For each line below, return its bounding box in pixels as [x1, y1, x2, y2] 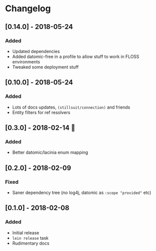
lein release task [12, 235, 49, 241]
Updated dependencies [12, 48, 60, 54]
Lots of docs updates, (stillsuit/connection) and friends [12, 104, 130, 110]
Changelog [5, 3, 51, 14]
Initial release [12, 229, 39, 236]
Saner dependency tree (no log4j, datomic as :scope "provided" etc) [12, 190, 152, 195]
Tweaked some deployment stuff [12, 64, 79, 70]
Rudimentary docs [12, 240, 50, 246]
